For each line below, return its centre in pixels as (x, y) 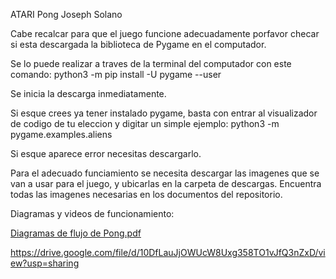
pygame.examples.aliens (61, 134)
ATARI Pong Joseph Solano (66, 14)
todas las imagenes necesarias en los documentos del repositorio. (146, 194)
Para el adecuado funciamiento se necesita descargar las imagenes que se (165, 173)
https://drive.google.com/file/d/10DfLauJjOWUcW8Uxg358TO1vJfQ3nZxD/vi (168, 252)
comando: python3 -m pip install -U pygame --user (116, 74)
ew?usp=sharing (45, 263)
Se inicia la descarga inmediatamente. (88, 93)
